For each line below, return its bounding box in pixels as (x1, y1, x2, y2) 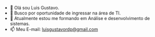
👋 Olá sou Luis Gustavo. (9, 5, 59, 10)
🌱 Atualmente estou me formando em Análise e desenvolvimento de (9, 15, 150, 21)
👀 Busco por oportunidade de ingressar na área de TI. (9, 10, 121, 16)
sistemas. (9, 20, 30, 26)
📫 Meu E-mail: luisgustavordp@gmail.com (9, 26, 98, 32)
